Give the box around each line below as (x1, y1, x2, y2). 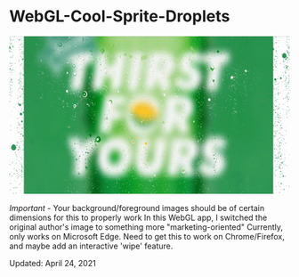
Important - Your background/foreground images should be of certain (9, 203, 265, 214)
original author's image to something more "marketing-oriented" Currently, (9, 222, 283, 232)
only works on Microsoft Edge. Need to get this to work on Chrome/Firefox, (9, 232, 285, 242)
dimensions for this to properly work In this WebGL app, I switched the (9, 212, 268, 224)
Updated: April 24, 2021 (9, 258, 96, 269)
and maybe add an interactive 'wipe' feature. (9, 240, 174, 251)
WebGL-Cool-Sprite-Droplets (9, 6, 230, 27)
